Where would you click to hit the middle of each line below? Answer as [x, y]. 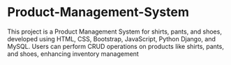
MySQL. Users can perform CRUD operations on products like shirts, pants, [116, 46]
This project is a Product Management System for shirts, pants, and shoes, [114, 31]
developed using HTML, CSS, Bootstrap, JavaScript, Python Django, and [112, 38]
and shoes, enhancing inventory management [73, 54]
